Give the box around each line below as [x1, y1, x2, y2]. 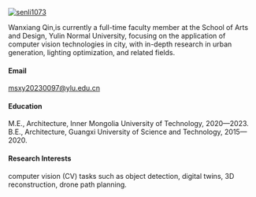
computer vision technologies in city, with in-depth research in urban [8, 39, 232, 49]
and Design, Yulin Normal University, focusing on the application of [8, 32, 226, 40]
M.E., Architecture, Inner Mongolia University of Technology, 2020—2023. [8, 119, 250, 128]
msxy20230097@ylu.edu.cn [8, 84, 101, 93]
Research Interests [8, 154, 72, 163]
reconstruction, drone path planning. [8, 180, 128, 189]
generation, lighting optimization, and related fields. [8, 48, 176, 57]
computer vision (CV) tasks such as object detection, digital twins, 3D [8, 171, 235, 180]
